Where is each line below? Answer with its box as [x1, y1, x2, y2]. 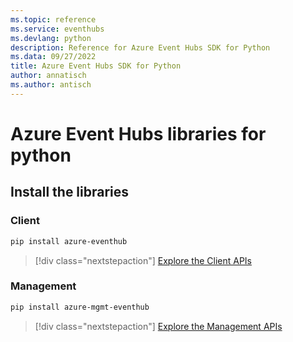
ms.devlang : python [10, 33, 92, 43]
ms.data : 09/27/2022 [10, 52, 97, 62]
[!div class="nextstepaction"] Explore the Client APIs [34, 254, 252, 266]
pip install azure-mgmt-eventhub [10, 302, 150, 312]
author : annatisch [10, 71, 87, 81]
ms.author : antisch [10, 80, 92, 90]
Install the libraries [10, 184, 130, 201]
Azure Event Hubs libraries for [10, 122, 267, 145]
